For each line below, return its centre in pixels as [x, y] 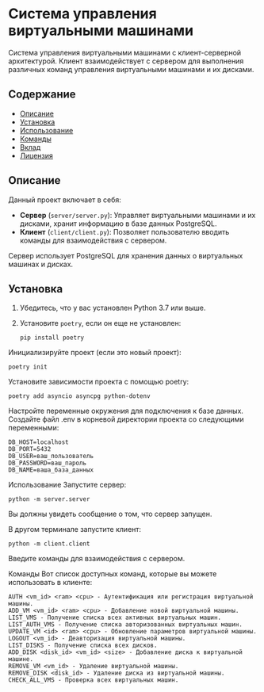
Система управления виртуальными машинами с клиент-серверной [125, 52]
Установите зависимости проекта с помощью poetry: [99, 382]
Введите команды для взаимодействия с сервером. [97, 559]
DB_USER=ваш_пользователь [51, 457]
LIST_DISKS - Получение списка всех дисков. [83, 646]
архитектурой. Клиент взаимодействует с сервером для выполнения [126, 61]
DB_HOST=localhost [38, 442]
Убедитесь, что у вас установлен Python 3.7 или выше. [113, 308]
